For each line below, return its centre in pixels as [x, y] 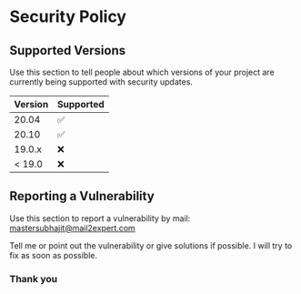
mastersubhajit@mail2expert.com [73, 228]
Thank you [33, 279]
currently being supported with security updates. [101, 82]
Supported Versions [67, 51]
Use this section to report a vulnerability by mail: [100, 218]
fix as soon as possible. [54, 255]
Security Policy [68, 17]
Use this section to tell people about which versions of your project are [142, 72]
